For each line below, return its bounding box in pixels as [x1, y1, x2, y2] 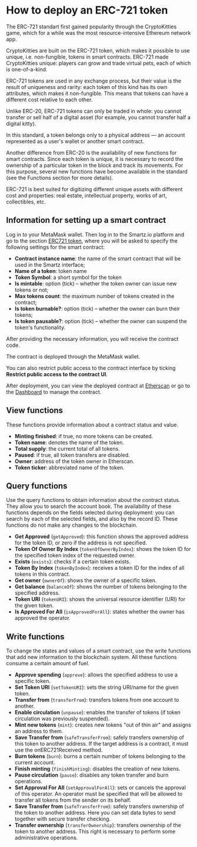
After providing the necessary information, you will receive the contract [6, 335, 179, 342]
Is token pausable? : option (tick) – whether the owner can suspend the [14, 317, 187, 324]
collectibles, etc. [6, 198, 46, 205]
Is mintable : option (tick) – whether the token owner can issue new [14, 280, 177, 287]
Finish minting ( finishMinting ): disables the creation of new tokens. [14, 765, 181, 773]
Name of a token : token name [14, 267, 87, 274]
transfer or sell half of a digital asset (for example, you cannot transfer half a [6, 113, 191, 121]
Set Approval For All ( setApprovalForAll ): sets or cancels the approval [14, 784, 186, 791]
